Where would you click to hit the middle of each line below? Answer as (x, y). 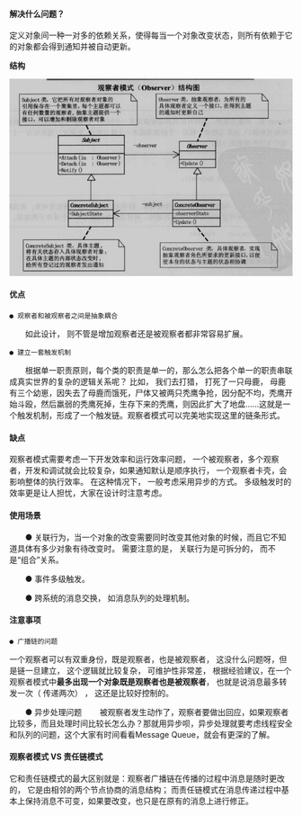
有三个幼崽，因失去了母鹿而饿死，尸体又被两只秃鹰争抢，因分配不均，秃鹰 (147, 393)
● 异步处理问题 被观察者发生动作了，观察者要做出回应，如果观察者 (157, 712)
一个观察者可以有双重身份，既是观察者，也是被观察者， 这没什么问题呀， (144, 659)
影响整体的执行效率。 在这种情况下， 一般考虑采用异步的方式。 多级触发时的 (151, 482)
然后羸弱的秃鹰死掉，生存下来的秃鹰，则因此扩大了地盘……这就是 (161, 404)
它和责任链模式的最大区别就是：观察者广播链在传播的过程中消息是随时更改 (147, 778)
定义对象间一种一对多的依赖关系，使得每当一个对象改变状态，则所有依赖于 (147, 35)
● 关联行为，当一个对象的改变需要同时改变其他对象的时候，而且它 (148, 537)
